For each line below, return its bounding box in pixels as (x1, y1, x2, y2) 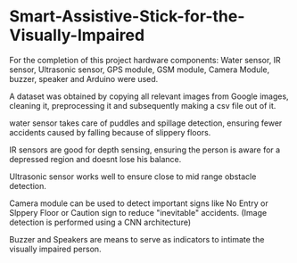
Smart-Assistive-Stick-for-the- (9, 6, 245, 27)
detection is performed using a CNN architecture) (9, 217, 192, 227)
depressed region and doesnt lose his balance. (9, 153, 182, 164)
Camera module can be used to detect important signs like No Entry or (9, 198, 269, 209)
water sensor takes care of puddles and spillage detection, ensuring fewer (9, 118, 283, 128)
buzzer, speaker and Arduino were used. (9, 73, 159, 84)
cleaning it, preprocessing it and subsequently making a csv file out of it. (9, 100, 276, 111)
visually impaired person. (9, 243, 102, 254)
